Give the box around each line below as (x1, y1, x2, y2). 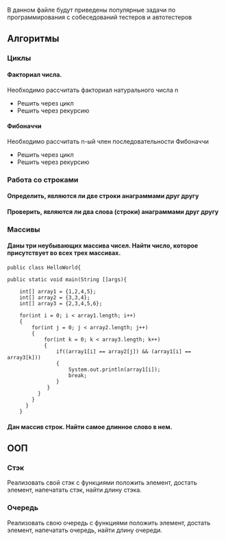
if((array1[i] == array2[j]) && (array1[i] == (55, 348, 192, 355)
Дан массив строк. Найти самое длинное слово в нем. (7, 422, 173, 431)
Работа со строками (7, 175, 79, 184)
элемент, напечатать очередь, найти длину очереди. (7, 526, 163, 534)
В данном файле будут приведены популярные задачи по (7, 6, 176, 14)
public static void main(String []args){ (7, 276, 127, 283)
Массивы (7, 224, 40, 234)
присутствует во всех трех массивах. (7, 249, 121, 257)
